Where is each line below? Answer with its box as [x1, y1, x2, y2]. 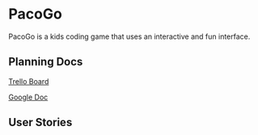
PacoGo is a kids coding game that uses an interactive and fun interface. [8, 32, 251, 41]
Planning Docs [8, 55, 83, 69]
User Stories [8, 116, 73, 129]
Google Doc [8, 92, 49, 102]
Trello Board [8, 76, 49, 86]
